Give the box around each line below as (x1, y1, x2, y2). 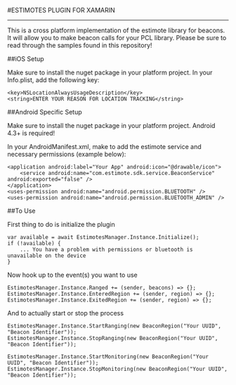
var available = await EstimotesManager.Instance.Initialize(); (7, 234, 199, 241)
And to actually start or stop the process (7, 309, 124, 317)
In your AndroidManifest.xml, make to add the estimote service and (7, 143, 202, 150)
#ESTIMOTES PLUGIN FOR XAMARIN (7, 6, 116, 14)
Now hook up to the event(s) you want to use (7, 270, 138, 279)
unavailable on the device (7, 252, 86, 259)
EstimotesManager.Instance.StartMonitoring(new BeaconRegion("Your (7, 353, 209, 360)
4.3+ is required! (7, 129, 55, 137)
